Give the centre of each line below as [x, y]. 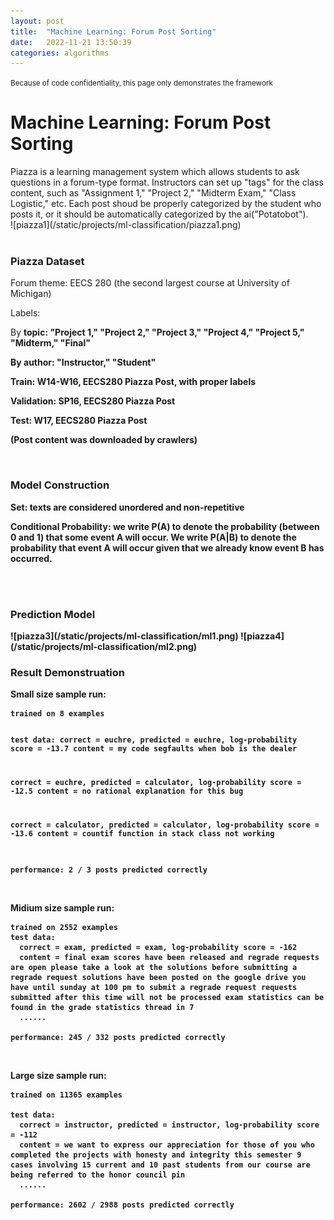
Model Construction [60, 485]
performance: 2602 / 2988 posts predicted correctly [122, 1205]
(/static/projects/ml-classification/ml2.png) [104, 647]
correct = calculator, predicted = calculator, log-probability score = [165, 825]
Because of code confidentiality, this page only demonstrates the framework [141, 83]
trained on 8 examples [57, 714]
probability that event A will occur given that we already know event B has [167, 547]
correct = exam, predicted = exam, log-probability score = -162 [158, 947]
